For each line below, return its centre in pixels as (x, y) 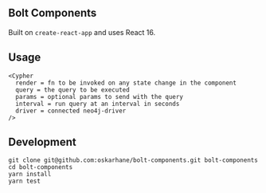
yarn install (30, 175)
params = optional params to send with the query (99, 96)
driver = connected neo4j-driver (71, 111)
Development (43, 142)
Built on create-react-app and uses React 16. (82, 32)
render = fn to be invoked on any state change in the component (126, 83)
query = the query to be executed (72, 90)
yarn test (25, 181)
